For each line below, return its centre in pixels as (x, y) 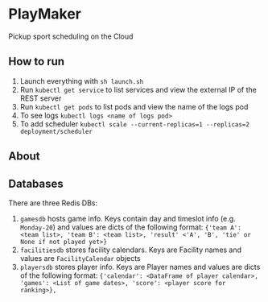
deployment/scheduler (56, 131)
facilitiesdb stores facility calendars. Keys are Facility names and (131, 250)
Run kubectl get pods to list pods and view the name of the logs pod (134, 106)
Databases (36, 183)
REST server (41, 98)
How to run (37, 62)
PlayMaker (45, 14)
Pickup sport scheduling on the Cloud (71, 36)
